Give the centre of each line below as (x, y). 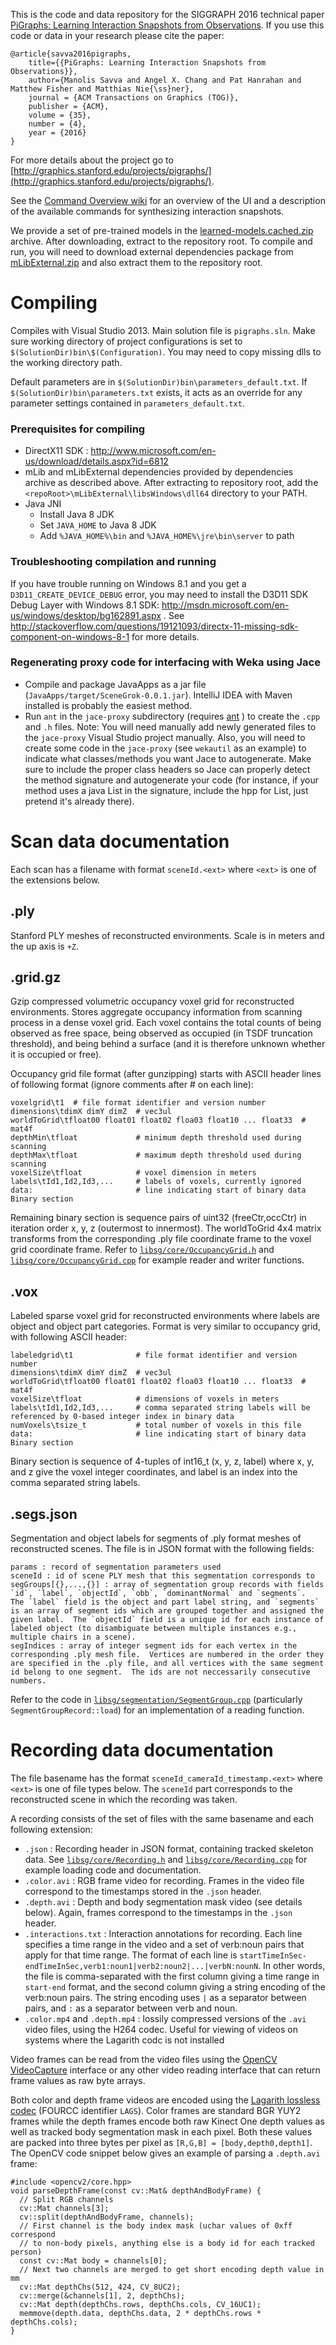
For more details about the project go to (92, 160)
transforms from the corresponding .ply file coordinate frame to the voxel (161, 1239)
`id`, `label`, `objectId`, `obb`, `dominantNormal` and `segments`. (158, 1594)
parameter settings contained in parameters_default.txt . (127, 403)
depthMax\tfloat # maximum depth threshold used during (156, 1155)
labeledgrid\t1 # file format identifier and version (154, 1355)
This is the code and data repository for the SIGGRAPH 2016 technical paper (167, 14)
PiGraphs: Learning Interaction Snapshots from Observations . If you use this (167, 25)
